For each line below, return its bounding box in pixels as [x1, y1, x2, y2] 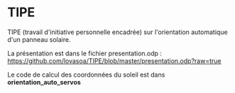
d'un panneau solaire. [7, 35, 71, 43]
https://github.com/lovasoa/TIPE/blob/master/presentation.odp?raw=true [7, 56, 222, 65]
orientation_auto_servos [7, 77, 82, 86]
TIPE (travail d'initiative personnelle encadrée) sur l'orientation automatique [7, 28, 229, 36]
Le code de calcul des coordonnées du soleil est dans [7, 70, 165, 79]
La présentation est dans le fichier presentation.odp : [7, 49, 162, 58]
